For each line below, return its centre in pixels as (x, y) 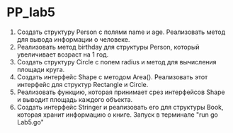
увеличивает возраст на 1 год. (63, 54)
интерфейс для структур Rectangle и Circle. (83, 84)
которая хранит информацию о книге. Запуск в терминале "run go (118, 115)
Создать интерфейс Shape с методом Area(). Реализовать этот (112, 77)
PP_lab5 (31, 12)
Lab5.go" (30, 122)
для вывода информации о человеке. (73, 39)
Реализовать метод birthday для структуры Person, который (108, 47)
